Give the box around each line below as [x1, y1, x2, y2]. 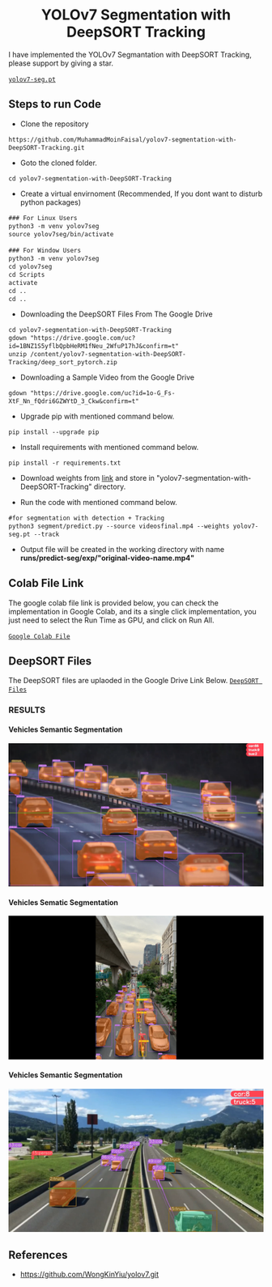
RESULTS [8, 704, 46, 716]
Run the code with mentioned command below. [19, 497, 178, 507]
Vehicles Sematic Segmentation [8, 897, 119, 907]
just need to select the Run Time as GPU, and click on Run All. [8, 615, 215, 625]
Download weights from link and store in [19, 473, 155, 482]
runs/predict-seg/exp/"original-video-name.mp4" [19, 553, 195, 563]
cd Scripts [8, 270, 45, 278]
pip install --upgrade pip [8, 427, 100, 436]
